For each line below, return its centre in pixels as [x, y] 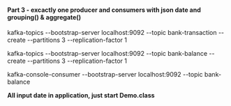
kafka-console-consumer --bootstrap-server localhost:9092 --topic [105, 75]
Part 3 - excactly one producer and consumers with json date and [104, 10]
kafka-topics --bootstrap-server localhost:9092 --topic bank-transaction [112, 33]
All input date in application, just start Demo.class [81, 96]
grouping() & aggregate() [44, 17]
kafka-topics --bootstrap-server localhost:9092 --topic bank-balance [107, 54]
